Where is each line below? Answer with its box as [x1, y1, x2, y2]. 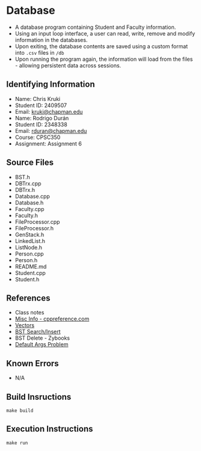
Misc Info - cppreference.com [14, 315, 90, 322]
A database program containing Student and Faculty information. [14, 23, 176, 31]
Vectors [14, 322, 35, 329]
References [6, 293, 51, 303]
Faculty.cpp [14, 205, 45, 212]
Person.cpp [14, 250, 44, 257]
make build [6, 408, 34, 414]
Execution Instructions [6, 424, 93, 434]
